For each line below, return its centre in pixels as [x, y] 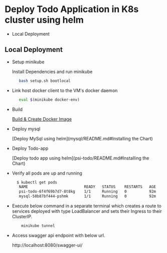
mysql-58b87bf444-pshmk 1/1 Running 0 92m [87, 196]
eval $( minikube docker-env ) [49, 100]
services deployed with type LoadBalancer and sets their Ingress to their [87, 211]
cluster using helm [44, 20]
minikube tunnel [38, 226]
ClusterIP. [22, 217]
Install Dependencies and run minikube [52, 71]
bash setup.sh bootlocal [45, 81]
